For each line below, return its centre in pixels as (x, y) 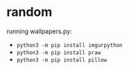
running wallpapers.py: (39, 31)
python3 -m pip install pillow (62, 60)
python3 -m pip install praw (59, 53)
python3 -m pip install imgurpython (69, 45)
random (29, 12)
